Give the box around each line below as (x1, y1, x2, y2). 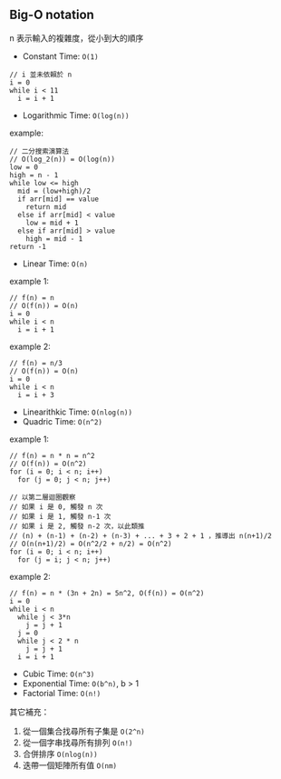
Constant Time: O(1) (22, 50, 99, 62)
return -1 (9, 242, 47, 251)
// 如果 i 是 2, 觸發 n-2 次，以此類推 (9, 522, 145, 531)
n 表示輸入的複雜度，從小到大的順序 (9, 32, 144, 44)
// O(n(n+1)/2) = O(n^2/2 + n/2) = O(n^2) (9, 539, 172, 548)
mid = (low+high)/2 (17, 186, 92, 195)
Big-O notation (9, 7, 95, 23)
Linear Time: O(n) (22, 258, 89, 269)
